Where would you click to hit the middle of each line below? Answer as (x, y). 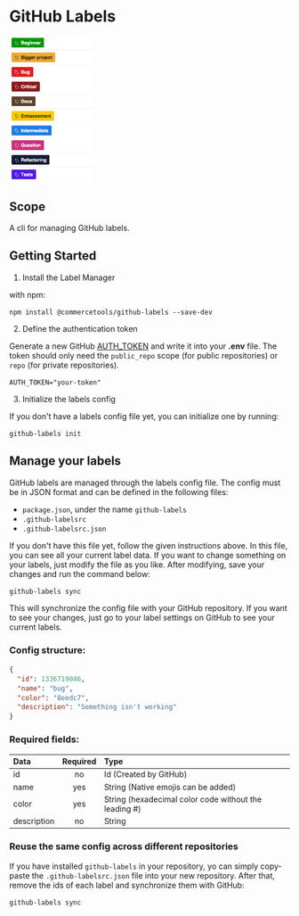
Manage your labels (65, 461)
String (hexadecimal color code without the (183, 799)
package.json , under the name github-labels (104, 509)
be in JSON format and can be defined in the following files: (119, 491)
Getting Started (53, 256)
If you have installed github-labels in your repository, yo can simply (134, 866)
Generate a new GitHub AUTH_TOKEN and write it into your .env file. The (143, 346)
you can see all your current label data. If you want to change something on (148, 555)
